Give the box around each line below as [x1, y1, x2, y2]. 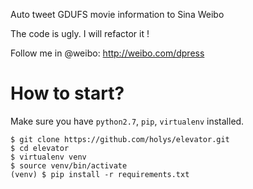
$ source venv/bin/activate [10, 160, 128, 171]
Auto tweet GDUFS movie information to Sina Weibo [10, 9, 225, 20]
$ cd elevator [10, 143, 70, 153]
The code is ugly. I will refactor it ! [10, 28, 150, 39]
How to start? [10, 82, 125, 105]
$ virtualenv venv [10, 152, 87, 162]
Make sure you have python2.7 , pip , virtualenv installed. [10, 115, 245, 127]
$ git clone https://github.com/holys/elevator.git [10, 134, 230, 144]
